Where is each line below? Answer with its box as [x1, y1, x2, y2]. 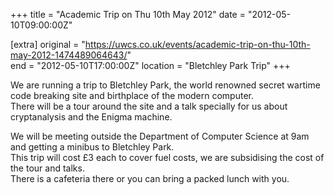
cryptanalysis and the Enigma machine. [10, 111, 173, 123]
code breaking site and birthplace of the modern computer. [10, 90, 255, 101]
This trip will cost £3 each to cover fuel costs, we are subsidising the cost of [10, 152, 325, 163]
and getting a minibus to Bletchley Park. [10, 141, 175, 153]
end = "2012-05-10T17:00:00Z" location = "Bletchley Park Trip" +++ [10, 60, 291, 71]
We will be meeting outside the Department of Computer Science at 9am [10, 130, 310, 142]
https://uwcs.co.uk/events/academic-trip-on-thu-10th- [84, 39, 311, 50]
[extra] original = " [10, 39, 86, 50]
